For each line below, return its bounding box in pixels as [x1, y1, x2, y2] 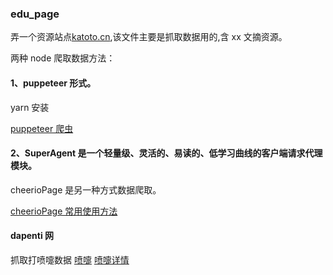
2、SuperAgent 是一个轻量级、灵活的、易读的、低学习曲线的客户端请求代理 [10, 147, 323, 159]
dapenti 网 [10, 230, 55, 242]
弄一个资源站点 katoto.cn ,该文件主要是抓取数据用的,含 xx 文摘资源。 [10, 31, 288, 43]
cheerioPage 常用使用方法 [10, 205, 118, 217]
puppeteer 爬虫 [10, 122, 74, 134]
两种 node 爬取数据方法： [10, 52, 116, 64]
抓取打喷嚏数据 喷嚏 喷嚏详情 [10, 253, 130, 266]
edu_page [10, 7, 60, 21]
